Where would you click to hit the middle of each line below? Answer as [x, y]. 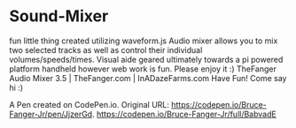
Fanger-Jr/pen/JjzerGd [51, 114]
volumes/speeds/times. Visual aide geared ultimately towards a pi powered [146, 59]
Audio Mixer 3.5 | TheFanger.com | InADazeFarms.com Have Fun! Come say [148, 78]
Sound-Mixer [59, 16]
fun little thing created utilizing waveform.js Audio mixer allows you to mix [144, 41]
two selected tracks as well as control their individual [106, 49]
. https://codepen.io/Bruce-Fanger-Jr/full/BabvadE [184, 114]
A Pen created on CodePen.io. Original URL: [90, 104]
